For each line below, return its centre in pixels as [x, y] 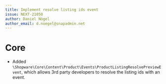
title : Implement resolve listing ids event [52, 10]
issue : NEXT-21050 [24, 14]
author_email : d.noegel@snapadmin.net [45, 23]
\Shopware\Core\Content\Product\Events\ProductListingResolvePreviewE [87, 67]
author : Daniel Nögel [28, 19]
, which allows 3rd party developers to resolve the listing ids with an [91, 72]
